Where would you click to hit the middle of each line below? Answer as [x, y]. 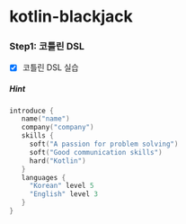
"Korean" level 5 [62, 186]
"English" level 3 [64, 194]
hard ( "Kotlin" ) [58, 161]
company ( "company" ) [58, 128]
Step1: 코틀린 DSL [47, 47]
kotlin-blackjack [71, 17]
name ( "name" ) [45, 119]
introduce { [31, 111]
